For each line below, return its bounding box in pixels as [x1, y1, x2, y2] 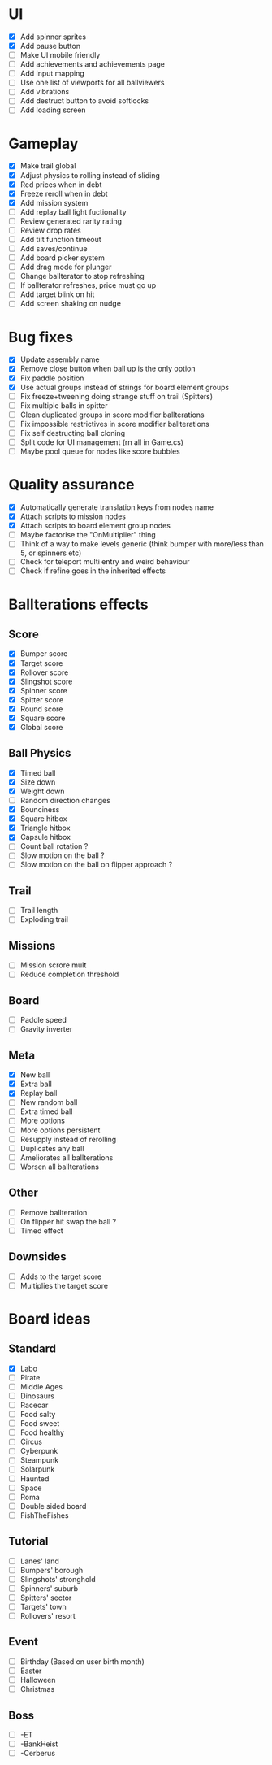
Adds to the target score [19, 1272, 102, 1281]
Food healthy [19, 1428, 65, 1437]
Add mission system [19, 198, 89, 207]
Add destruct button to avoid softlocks [19, 96, 149, 106]
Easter [19, 1666, 42, 1676]
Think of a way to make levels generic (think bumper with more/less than [19, 539, 264, 549]
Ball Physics [8, 746, 71, 760]
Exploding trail [19, 915, 69, 924]
